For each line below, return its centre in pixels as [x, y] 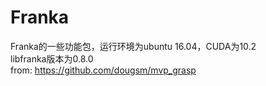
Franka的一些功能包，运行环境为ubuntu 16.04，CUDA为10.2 [133, 46]
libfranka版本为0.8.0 [52, 58]
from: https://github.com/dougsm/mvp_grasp [103, 70]
